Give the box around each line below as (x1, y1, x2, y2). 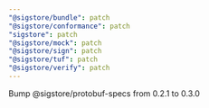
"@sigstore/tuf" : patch (8, 55, 99, 64)
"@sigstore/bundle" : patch (8, 13, 110, 22)
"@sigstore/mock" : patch (8, 38, 102, 48)
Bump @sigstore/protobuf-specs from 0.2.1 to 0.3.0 (8, 87, 201, 99)
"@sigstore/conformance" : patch (8, 22, 130, 31)
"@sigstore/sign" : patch (8, 47, 102, 56)
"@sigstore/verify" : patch (8, 64, 110, 73)
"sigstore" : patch (8, 30, 78, 39)
